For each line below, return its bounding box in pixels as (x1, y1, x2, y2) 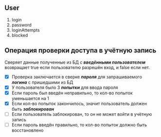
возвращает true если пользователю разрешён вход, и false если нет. (4, 64, 150, 70)
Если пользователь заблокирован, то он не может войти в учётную (11, 111, 152, 117)
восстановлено (11, 127, 44, 133)
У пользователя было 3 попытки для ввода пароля (11, 85, 118, 90)
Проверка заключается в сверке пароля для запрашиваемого (11, 74, 142, 80)
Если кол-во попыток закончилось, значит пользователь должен (11, 101, 147, 106)
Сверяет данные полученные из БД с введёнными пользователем (4, 59, 146, 65)
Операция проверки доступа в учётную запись (4, 46, 157, 55)
